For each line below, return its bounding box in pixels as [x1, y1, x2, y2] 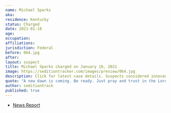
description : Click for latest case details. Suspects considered [5, 74, 149, 79]
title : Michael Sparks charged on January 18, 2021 [5, 64, 117, 69]
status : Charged [5, 21, 40, 27]
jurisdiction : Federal [5, 45, 53, 50]
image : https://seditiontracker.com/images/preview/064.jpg [5, 69, 136, 74]
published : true [5, 88, 40, 93]
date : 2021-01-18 [5, 26, 42, 32]
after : [5, 54, 19, 60]
